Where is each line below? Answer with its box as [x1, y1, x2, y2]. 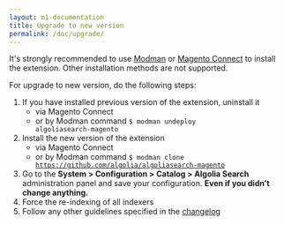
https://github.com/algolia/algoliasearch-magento [34, 161, 226, 170]
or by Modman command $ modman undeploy [34, 116, 197, 126]
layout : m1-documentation [9, 12, 104, 22]
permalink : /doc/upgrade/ [9, 29, 104, 38]
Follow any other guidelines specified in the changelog [21, 206, 220, 217]
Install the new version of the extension [21, 133, 165, 144]
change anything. [21, 187, 89, 199]
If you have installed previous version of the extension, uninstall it [21, 97, 260, 108]
